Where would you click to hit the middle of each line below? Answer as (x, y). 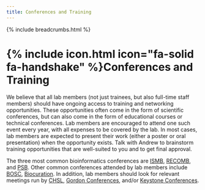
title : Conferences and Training (49, 12)
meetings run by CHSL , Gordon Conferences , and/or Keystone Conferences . (103, 180)
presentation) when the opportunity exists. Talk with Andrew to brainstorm (100, 142)
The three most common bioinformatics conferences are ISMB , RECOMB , (99, 161)
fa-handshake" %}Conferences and (100, 67)
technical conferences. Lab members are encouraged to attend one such (99, 123)
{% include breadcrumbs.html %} (48, 29)
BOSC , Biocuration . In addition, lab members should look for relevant (93, 174)
